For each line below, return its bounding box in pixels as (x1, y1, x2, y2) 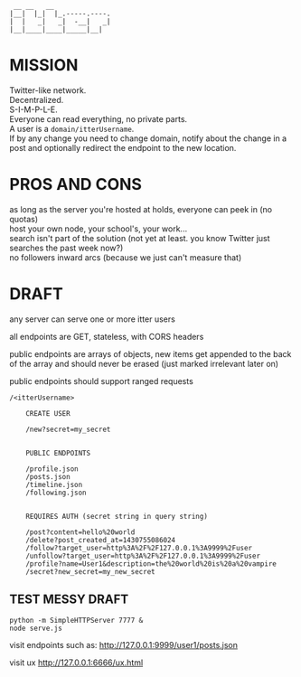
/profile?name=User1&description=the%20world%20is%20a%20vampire (25, 559, 277, 569)
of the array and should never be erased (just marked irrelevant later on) (9, 358, 278, 369)
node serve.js (9, 624, 63, 633)
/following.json (25, 488, 88, 497)
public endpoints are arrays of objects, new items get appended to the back (9, 348, 292, 359)
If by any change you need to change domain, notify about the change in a (9, 133, 287, 144)
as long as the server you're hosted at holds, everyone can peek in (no (9, 203, 273, 214)
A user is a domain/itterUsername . (9, 123, 135, 134)
